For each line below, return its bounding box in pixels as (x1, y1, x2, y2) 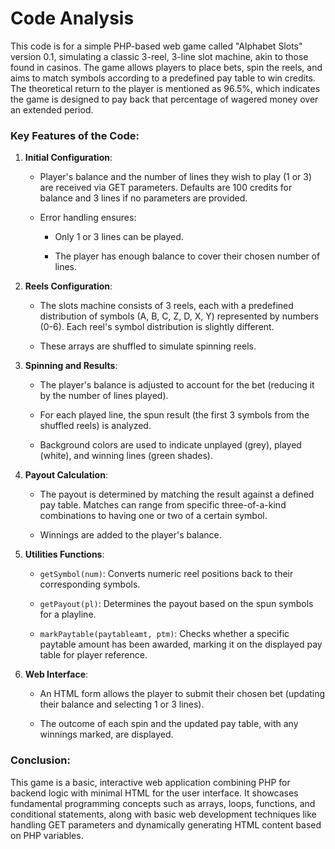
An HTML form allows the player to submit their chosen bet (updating (39, 688, 326, 700)
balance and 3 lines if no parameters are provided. (39, 192, 248, 204)
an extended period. (10, 103, 94, 116)
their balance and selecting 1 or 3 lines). (39, 698, 205, 711)
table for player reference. (39, 649, 148, 661)
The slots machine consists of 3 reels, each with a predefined (39, 300, 294, 312)
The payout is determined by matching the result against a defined (39, 488, 315, 501)
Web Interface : (24, 668, 89, 681)
